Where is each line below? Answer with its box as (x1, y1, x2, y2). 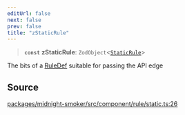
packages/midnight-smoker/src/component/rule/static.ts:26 (7, 100, 178, 108)
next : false (7, 17, 41, 23)
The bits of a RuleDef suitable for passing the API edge (7, 61, 164, 70)
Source (7, 81, 39, 93)
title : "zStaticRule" (7, 29, 70, 36)
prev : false (7, 23, 41, 30)
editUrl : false (7, 10, 51, 17)
